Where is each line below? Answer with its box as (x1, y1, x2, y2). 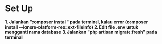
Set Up (5, 3, 33, 14)
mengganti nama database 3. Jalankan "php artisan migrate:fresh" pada (5, 29, 157, 35)
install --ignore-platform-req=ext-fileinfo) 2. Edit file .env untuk (5, 24, 139, 29)
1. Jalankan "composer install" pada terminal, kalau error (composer (5, 19, 148, 25)
